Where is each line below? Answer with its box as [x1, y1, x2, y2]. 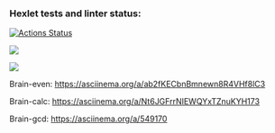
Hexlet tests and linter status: [9, 7, 142, 20]
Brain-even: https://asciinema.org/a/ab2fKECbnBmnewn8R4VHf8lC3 [9, 79, 266, 90]
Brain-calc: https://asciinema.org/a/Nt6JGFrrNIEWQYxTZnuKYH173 [9, 96, 260, 107]
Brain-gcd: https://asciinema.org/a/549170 [9, 113, 168, 124]
